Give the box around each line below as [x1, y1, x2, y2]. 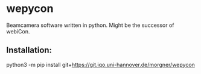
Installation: [6, 45, 53, 55]
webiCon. [6, 27, 30, 35]
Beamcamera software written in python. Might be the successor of [6, 21, 174, 29]
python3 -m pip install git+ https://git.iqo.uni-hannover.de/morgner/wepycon [6, 61, 195, 68]
